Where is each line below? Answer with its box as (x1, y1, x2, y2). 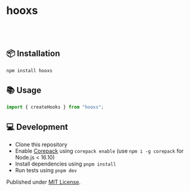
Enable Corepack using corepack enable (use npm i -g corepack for (15, 147, 184, 155)
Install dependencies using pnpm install (15, 160, 116, 167)
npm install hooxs (6, 67, 53, 73)
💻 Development (6, 122, 68, 132)
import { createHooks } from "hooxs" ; (6, 104, 104, 110)
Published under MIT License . (6, 178, 81, 186)
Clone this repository (15, 141, 68, 149)
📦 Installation (6, 49, 61, 59)
